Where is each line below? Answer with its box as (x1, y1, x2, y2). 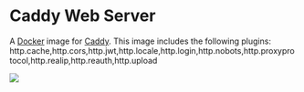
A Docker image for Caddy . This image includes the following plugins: (9, 36, 272, 46)
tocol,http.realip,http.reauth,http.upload (9, 55, 158, 66)
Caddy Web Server (9, 5, 156, 26)
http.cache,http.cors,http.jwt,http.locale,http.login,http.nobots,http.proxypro (9, 45, 295, 56)
